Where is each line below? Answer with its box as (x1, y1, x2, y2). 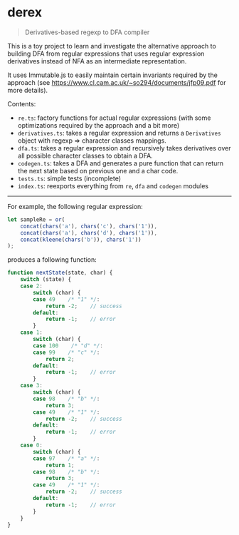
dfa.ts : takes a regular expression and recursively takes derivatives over (17, 143, 231, 152)
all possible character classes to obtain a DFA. (17, 151, 153, 160)
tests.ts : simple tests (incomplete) (17, 174, 122, 183)
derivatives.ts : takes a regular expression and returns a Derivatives (17, 128, 222, 137)
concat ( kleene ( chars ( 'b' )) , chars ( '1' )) (20, 236, 142, 243)
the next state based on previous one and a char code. (17, 166, 179, 175)
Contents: (7, 99, 36, 108)
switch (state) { (20, 276, 72, 283)
